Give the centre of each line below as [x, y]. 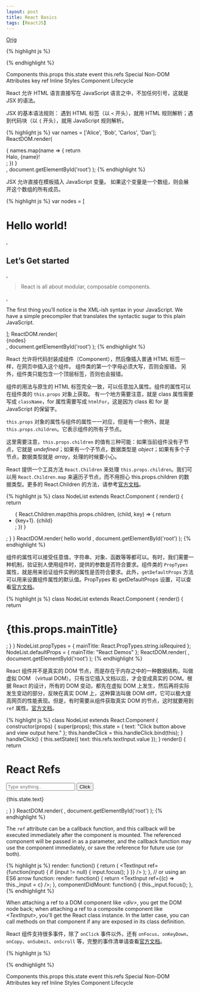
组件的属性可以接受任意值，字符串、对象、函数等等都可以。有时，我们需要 [97, 557]
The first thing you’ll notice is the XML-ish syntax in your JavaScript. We [95, 310]
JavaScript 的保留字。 [33, 409]
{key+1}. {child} [34, 520]
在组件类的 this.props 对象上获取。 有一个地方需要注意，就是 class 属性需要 [100, 394]
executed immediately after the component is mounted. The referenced [94, 835]
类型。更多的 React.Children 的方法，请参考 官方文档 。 [78, 485]
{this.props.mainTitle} [62, 629]
